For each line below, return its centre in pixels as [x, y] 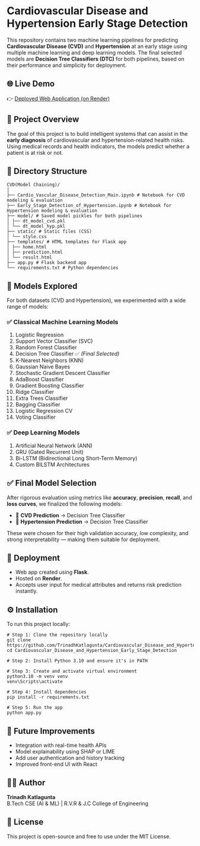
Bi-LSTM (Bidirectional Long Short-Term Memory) [76, 458]
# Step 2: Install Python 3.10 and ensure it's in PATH [77, 661]
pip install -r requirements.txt [48, 697]
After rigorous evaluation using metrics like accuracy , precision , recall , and [99, 497]
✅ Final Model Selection [52, 483]
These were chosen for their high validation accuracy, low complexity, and [98, 533]
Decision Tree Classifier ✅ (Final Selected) [67, 354]
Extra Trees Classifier [42, 398]
